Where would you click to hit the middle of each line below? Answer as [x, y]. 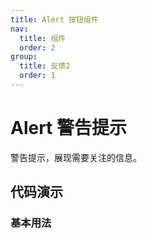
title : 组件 [43, 38]
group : [24, 57]
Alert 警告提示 [69, 128]
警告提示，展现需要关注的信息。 [76, 157]
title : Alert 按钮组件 [54, 19]
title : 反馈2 [45, 66]
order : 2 [37, 47]
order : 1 [37, 76]
